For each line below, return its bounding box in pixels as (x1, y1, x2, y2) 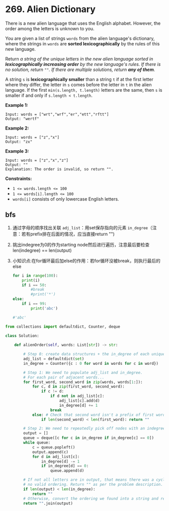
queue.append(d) (50, 468, 84, 473)
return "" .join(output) (23, 500, 73, 506)
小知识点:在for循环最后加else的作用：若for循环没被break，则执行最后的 (12, 258, 161, 264)
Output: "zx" (5, 139, 33, 144)
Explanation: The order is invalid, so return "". (5, 166, 114, 172)
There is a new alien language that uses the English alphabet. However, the (5, 20, 161, 26)
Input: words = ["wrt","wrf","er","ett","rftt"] (5, 112, 109, 117)
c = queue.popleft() (32, 444, 75, 450)
